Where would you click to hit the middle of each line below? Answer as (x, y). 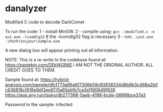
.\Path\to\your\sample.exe (33, 41)
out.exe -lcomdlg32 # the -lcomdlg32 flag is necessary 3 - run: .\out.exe (79, 37)
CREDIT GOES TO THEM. (30, 70)
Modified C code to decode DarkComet (45, 22)
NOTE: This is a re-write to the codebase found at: (56, 59)
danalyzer (26, 9)
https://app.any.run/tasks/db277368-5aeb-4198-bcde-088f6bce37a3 (75, 95)
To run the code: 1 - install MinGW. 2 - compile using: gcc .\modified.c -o (80, 31)
